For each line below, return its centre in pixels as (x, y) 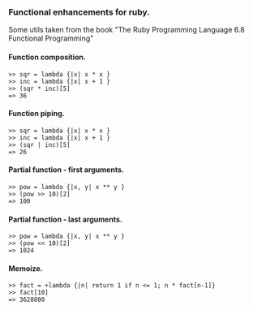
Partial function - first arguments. (66, 170)
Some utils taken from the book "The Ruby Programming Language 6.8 (126, 30)
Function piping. (36, 114)
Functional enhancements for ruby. (79, 12)
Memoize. (26, 268)
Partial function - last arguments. (66, 219)
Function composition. (47, 57)
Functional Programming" (51, 38)
